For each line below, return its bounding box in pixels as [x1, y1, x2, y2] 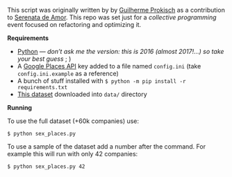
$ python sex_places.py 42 [7, 163, 85, 170]
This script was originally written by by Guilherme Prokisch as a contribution [7, 6, 226, 14]
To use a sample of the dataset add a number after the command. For [7, 142, 206, 151]
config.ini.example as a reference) [17, 69, 119, 77]
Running [7, 104, 33, 111]
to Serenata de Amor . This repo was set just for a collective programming [7, 13, 217, 21]
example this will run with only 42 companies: [7, 150, 138, 158]
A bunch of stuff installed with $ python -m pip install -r [17, 77, 186, 85]
